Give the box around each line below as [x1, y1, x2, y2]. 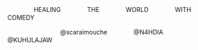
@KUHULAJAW [7, 36, 53, 44]
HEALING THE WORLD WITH [33, 6, 192, 13]
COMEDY [7, 13, 35, 22]
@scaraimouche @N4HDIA [59, 28, 163, 36]
